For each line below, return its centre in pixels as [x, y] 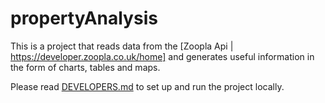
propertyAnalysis [84, 18]
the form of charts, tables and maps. [85, 67]
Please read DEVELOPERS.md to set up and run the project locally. [147, 86]
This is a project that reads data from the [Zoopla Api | [122, 46]
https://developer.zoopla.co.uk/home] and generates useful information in [162, 56]
